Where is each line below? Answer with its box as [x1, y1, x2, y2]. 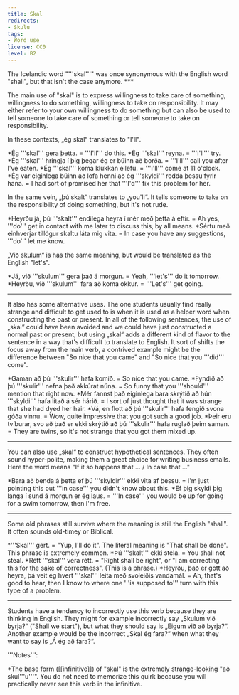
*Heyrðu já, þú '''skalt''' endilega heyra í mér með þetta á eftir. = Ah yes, [7, 214, 220, 223]
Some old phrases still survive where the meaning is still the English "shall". [7, 519, 228, 528]
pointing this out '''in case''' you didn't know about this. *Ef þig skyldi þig [7, 484, 223, 492]
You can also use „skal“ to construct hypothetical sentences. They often [7, 447, 219, 456]
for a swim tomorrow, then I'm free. [7, 499, 111, 507]
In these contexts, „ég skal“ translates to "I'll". [7, 134, 142, 143]
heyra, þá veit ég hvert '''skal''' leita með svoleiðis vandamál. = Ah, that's [7, 571, 222, 580]
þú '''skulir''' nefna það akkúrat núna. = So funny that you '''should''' [7, 381, 209, 390]
